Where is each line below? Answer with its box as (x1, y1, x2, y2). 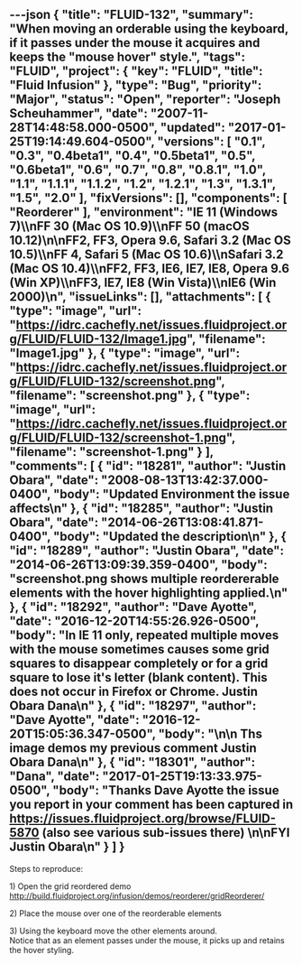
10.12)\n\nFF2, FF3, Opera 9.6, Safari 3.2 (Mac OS (9, 233, 291, 248)
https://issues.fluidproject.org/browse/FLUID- (9, 811, 277, 827)
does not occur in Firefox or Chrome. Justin (9, 684, 259, 700)
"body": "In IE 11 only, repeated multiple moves (9, 627, 279, 644)
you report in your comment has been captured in (9, 797, 294, 812)
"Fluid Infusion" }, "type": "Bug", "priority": (9, 78, 262, 93)
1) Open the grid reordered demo (9, 880, 132, 892)
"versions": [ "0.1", (157, 134, 266, 150)
